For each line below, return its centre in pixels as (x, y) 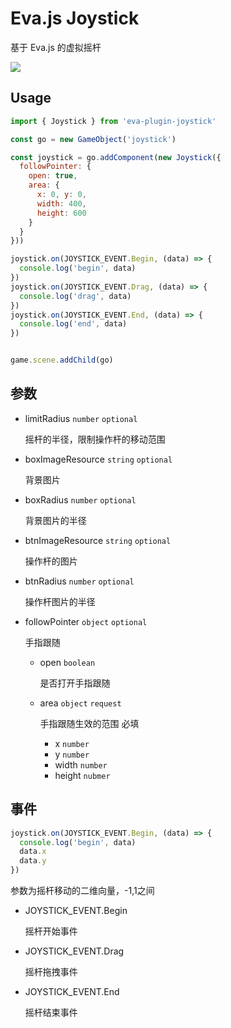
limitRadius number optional (81, 418)
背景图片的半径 (55, 520)
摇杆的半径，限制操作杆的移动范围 (95, 439)
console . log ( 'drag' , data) (75, 296)
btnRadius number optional (79, 581)
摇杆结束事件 (51, 1012)
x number (72, 743)
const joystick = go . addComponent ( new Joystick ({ (116, 157)
